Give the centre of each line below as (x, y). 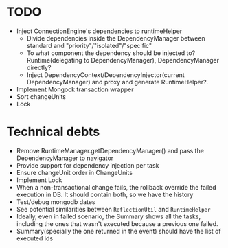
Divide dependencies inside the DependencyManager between (116, 38)
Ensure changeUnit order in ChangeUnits (75, 172)
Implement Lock (39, 180)
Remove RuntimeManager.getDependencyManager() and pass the (110, 150)
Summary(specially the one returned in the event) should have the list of (118, 231)
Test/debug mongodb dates (56, 202)
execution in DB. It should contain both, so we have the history (105, 194)
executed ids (34, 238)
